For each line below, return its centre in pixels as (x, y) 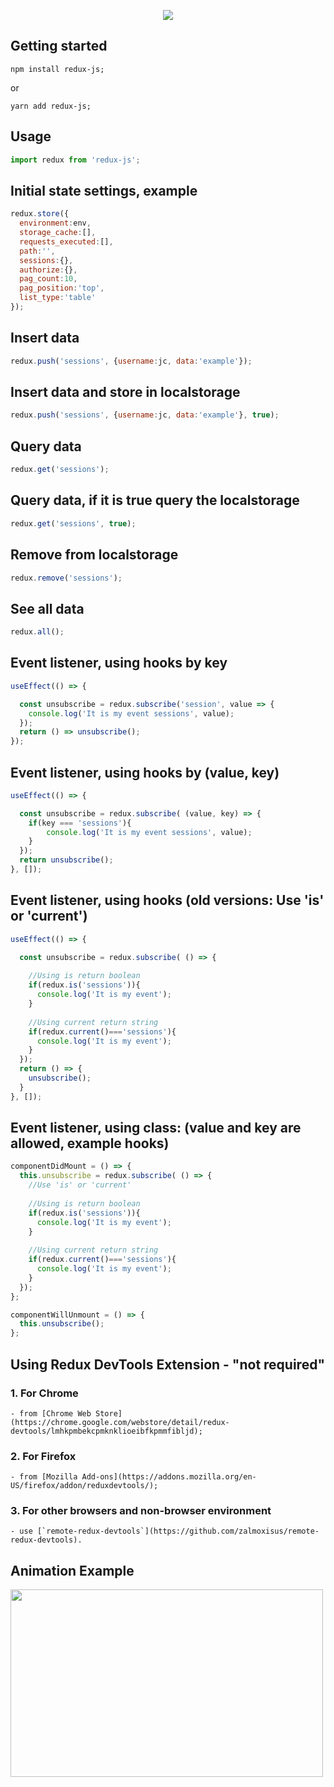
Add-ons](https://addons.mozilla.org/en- (169, 1477)
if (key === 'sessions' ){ (80, 823)
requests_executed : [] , (66, 241)
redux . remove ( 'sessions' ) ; (66, 578)
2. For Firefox (43, 1456)
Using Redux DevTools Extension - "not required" (167, 1364)
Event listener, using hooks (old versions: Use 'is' (167, 900)
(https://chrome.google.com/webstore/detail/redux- (120, 1422)
